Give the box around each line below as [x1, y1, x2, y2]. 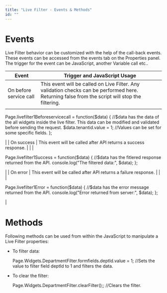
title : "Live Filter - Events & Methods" [5, 7, 92, 12]
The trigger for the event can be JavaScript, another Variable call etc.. [5, 60, 148, 66]
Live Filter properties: [5, 239, 49, 245]
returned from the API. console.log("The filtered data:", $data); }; [5, 160, 138, 166]
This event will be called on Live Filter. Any [40, 81, 140, 88]
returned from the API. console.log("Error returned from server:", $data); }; [5, 190, 158, 196]
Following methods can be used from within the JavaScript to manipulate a [5, 233, 158, 239]
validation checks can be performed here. [40, 87, 138, 94]
